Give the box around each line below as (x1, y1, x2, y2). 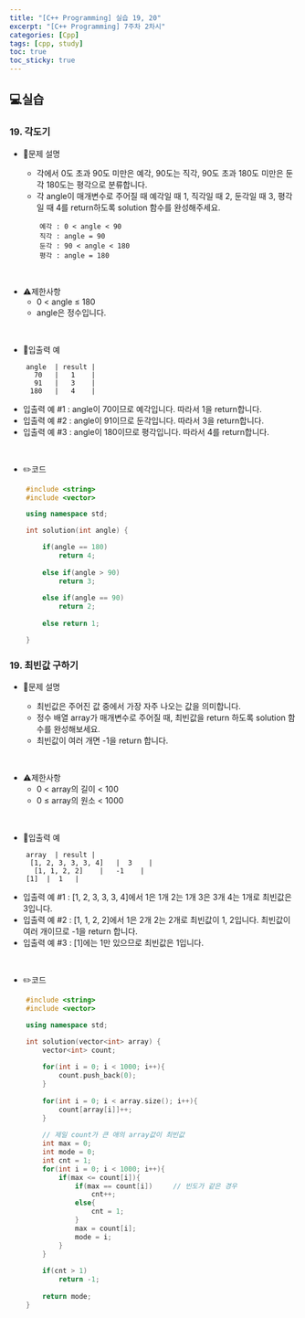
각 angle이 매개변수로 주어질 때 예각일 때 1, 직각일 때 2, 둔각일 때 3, (36, 190, 276, 201)
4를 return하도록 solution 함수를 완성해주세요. (56, 202, 221, 213)
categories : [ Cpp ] (9, 30, 79, 39)
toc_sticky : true (9, 56, 76, 65)
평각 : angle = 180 (39, 250, 110, 260)
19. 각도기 (9, 125, 51, 138)
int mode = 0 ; (42, 1148, 96, 1157)
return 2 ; (58, 602, 96, 611)
